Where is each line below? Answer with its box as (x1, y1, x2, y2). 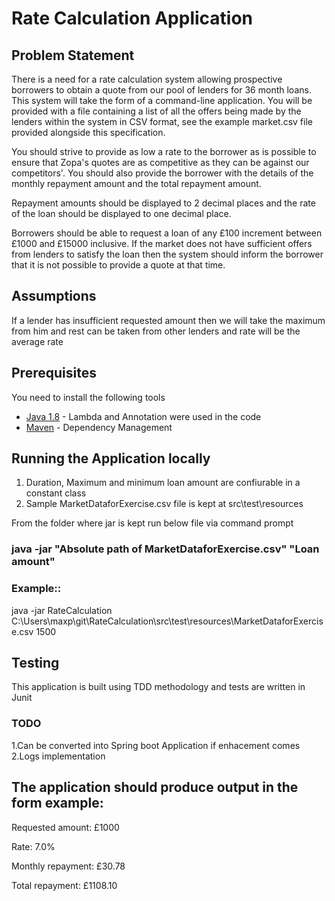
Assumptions (11, 288, 97, 305)
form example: (11, 795, 104, 812)
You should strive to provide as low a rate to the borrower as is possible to (11, 146, 317, 157)
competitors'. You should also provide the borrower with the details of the (11, 167, 314, 179)
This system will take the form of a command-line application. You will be (11, 95, 313, 106)
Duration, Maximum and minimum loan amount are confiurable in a (25, 477, 301, 489)
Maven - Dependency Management (25, 421, 173, 433)
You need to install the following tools (11, 391, 166, 403)
